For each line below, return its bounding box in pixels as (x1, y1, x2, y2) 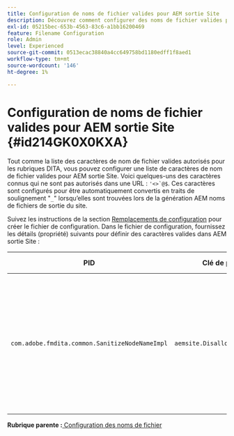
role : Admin (7, 36, 42, 43)
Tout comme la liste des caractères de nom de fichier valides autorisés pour (7, 157, 225, 166)
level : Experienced (7, 42, 64, 49)
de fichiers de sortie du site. (7, 201, 88, 210)
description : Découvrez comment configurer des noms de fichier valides (7, 17, 223, 24)
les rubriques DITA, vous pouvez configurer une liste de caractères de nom (7, 164, 223, 173)
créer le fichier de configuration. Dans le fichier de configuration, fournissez (7, 222, 226, 231)
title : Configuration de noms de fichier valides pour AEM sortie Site (7, 10, 219, 17)
